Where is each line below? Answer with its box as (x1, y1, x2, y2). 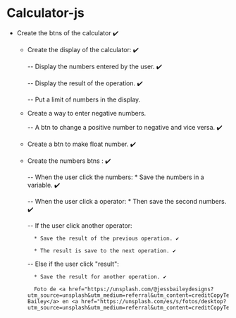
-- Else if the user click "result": (27, 259, 119, 268)
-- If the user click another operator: (27, 221, 132, 230)
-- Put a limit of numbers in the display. (27, 95, 141, 104)
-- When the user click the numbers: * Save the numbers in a (27, 173, 205, 181)
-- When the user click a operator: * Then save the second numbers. (27, 197, 227, 205)
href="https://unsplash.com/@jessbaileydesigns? (68, 286, 214, 293)
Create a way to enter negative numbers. (27, 109, 147, 117)
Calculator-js (6, 5, 85, 21)
